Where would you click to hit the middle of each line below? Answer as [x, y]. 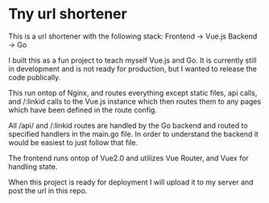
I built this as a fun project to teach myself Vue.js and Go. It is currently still [132, 60]
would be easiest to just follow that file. [73, 142]
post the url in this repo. [48, 190]
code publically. [35, 77]
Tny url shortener [68, 14]
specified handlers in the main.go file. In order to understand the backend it [134, 134]
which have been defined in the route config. [83, 110]
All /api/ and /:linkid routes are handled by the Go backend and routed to [128, 125]
